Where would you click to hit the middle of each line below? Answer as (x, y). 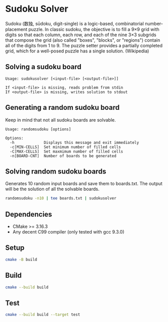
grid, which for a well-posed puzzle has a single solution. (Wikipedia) (77, 51)
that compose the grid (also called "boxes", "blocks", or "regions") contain (83, 40)
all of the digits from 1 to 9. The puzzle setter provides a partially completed (84, 45)
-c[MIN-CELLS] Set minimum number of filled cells (66, 147)
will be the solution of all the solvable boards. (52, 189)
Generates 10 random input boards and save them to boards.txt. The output (84, 184)
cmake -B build (21, 259)
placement (16, 29)
